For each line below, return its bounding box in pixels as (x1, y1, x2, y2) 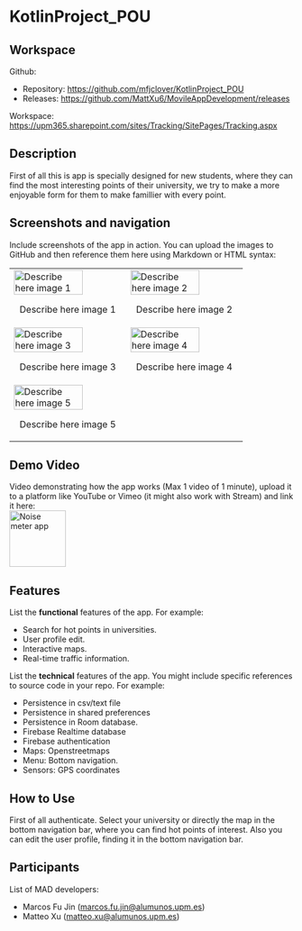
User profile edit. (22, 634, 86, 645)
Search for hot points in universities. (22, 625, 158, 635)
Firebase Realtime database (22, 726, 126, 737)
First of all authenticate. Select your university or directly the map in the (9, 815, 275, 826)
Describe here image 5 (19, 417, 116, 430)
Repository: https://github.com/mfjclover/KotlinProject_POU (22, 84, 244, 94)
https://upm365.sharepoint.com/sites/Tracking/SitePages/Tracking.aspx (9, 120, 278, 131)
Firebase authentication (22, 736, 111, 747)
